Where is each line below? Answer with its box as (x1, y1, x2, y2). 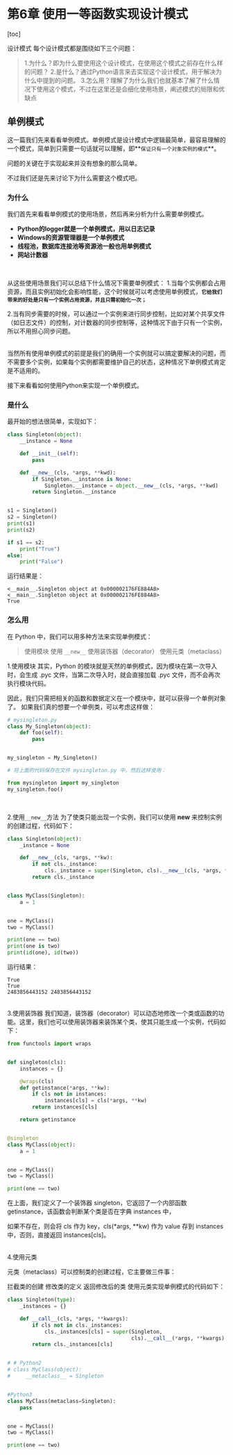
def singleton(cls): (7, 1059, 67, 1066)
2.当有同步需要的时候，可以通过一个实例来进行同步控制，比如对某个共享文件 (7, 310, 225, 318)
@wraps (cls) (19, 1077, 54, 1085)
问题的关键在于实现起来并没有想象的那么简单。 (7, 159, 141, 167)
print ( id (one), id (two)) (7, 949, 79, 957)
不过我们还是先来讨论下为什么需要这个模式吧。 (7, 174, 141, 182)
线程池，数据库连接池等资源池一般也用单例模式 (17, 242, 151, 251)
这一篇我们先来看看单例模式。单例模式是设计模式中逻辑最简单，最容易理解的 (7, 135, 226, 144)
